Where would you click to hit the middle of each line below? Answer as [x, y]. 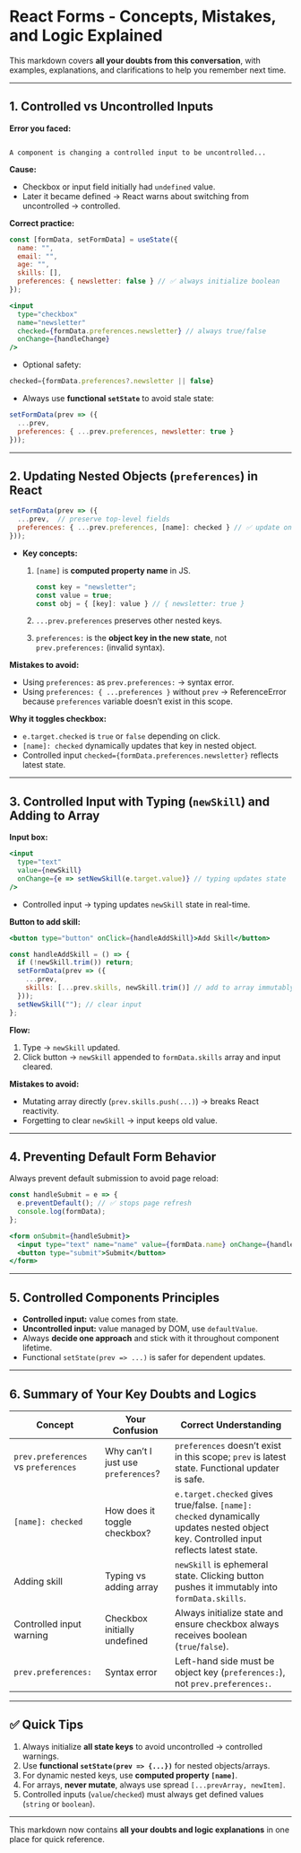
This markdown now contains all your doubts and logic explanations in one [149, 1830]
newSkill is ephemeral [221, 1564]
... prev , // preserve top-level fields [94, 519]
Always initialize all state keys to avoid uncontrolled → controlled [142, 1746]
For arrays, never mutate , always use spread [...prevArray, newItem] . [154, 1785]
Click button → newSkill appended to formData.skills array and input [151, 1057]
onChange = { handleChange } [64, 339]
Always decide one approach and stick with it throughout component [150, 1339]
